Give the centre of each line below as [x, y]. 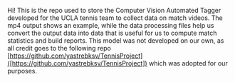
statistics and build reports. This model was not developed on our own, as [116, 41]
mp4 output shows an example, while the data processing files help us [111, 25]
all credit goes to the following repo [59, 48]
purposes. [22, 71]
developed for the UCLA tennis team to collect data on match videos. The [115, 18]
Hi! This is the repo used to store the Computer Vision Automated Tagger [114, 10]
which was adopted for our [188, 63]
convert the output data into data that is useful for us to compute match [112, 33]
